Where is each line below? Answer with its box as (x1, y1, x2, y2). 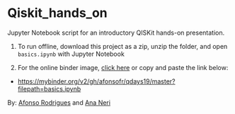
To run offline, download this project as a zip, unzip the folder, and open (17, 42, 228, 50)
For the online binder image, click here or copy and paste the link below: (17, 63, 229, 72)
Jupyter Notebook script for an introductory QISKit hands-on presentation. (7, 28, 225, 37)
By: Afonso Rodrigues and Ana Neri (7, 98, 111, 107)
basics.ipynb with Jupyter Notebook (17, 50, 125, 58)
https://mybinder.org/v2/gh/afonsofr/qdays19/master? (17, 76, 176, 86)
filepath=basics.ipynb (17, 84, 81, 93)
